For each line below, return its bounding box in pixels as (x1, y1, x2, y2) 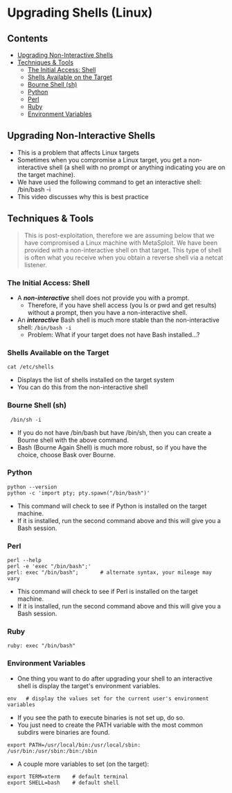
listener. (24, 260, 47, 268)
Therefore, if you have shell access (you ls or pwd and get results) (27, 300, 217, 309)
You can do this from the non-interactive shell (17, 383, 148, 391)
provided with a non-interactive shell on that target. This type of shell (24, 246, 222, 254)
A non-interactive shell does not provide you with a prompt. (17, 293, 190, 302)
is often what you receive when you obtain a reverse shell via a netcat (24, 253, 224, 262)
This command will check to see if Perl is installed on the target (17, 588, 198, 596)
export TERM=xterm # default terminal (7, 773, 129, 780)
